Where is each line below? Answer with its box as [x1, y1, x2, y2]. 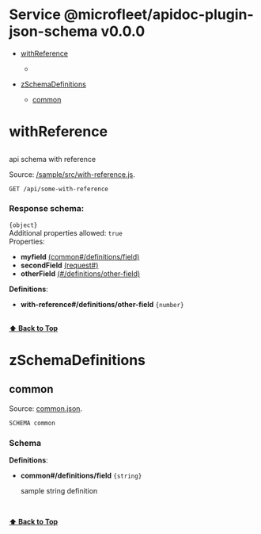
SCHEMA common [9, 419, 56, 427]
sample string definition [20, 486, 98, 496]
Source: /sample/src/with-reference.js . [9, 169, 135, 179]
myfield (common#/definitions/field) [20, 252, 140, 261]
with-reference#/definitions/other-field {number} [20, 299, 184, 309]
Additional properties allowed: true [9, 228, 123, 237]
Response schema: [9, 203, 85, 214]
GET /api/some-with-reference [9, 185, 109, 193]
